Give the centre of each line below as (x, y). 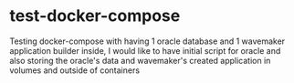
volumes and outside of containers (74, 70)
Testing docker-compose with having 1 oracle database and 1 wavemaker (147, 41)
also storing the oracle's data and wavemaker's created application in (140, 60)
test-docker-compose (95, 16)
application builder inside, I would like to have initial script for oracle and (145, 50)
